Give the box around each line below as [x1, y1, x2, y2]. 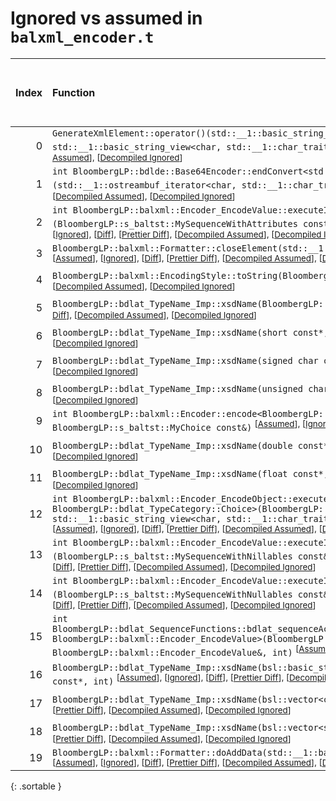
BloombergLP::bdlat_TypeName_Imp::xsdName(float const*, [52, 468, 329, 480]
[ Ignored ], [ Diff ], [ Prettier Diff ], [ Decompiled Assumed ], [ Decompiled [52, 228, 322, 240]
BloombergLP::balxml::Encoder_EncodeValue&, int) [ [52, 643, 300, 659]
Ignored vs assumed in [10, 7, 203, 30]
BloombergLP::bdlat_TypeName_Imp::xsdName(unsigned [52, 383, 304, 395]
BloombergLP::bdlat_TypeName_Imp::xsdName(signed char [52, 355, 319, 367]
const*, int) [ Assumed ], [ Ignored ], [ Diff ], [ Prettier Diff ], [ [52, 672, 290, 687]
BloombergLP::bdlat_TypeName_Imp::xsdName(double [52, 440, 293, 452]
